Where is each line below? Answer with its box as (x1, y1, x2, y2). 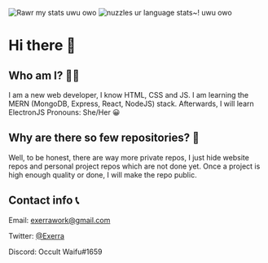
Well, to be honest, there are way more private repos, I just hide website (8, 152, 250, 162)
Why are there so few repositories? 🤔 (8, 131, 200, 145)
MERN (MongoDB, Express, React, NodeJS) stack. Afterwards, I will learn (8, 99, 254, 108)
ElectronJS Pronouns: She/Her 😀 (8, 107, 121, 117)
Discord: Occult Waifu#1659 (8, 247, 103, 256)
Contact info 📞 (8, 194, 80, 208)
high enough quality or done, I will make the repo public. (8, 169, 197, 179)
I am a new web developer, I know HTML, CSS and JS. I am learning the (8, 90, 249, 99)
